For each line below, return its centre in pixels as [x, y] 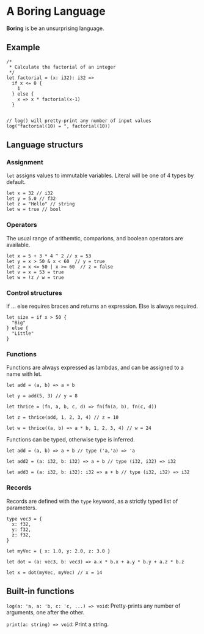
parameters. [22, 508]
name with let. [24, 374]
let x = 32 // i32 [30, 193]
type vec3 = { [24, 519]
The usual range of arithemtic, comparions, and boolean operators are [95, 238]
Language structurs [45, 145]
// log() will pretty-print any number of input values [79, 121]
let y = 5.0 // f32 [31, 199]
